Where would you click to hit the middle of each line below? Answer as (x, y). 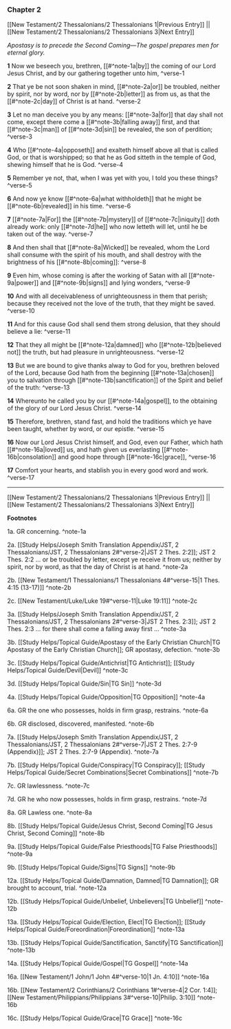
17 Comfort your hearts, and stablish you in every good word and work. (108, 470)
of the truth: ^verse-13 (38, 388)
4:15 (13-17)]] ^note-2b (39, 588)
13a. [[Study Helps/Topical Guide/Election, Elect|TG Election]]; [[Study (107, 922)
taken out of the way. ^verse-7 (50, 234)
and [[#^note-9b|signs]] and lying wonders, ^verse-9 (115, 283)
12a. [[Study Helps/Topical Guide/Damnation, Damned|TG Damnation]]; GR (113, 881)
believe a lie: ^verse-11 (39, 332)
